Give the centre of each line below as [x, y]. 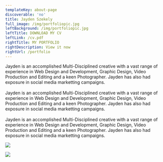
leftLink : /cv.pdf [24, 38]
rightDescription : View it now [38, 47]
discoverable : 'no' [26, 15]
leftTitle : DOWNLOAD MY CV [33, 33]
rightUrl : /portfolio [28, 52]
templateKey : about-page [31, 10]
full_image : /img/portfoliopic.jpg [42, 24]
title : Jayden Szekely [29, 19]
